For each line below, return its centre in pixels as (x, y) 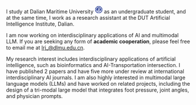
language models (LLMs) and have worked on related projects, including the (98, 84)
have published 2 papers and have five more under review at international (95, 71)
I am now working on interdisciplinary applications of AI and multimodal (92, 35)
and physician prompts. (35, 96)
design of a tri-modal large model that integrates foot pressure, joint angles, (98, 90)
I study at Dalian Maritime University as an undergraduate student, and (96, 11)
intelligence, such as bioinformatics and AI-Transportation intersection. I (93, 65)
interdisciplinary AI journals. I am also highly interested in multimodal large (96, 78)
